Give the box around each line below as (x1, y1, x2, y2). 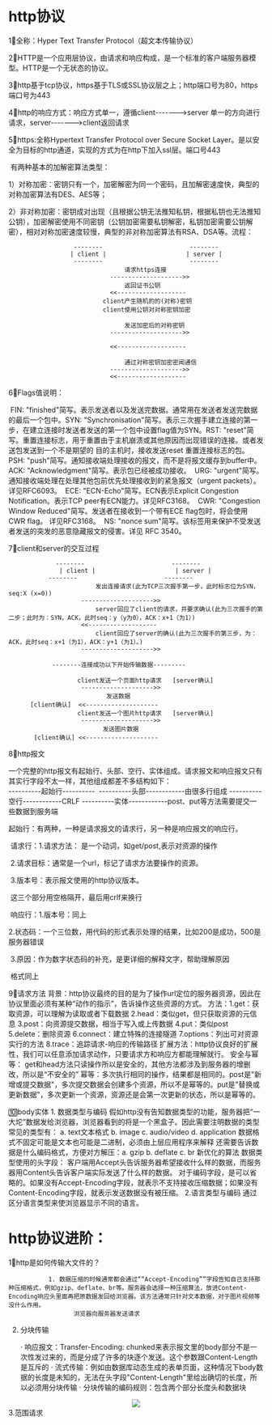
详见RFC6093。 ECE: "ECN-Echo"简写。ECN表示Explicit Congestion (8, 486, 239, 495)
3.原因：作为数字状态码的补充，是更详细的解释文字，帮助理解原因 (10, 954, 230, 964)
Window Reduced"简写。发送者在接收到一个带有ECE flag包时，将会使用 (8, 506, 249, 515)
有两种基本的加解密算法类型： (10, 162, 110, 172)
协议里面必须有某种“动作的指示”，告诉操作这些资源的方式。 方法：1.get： (8, 999, 253, 1008)
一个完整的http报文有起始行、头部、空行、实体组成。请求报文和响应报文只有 (8, 766, 263, 775)
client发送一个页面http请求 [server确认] (77, 676, 215, 685)
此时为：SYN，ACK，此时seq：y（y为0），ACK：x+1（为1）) (26, 613, 196, 621)
